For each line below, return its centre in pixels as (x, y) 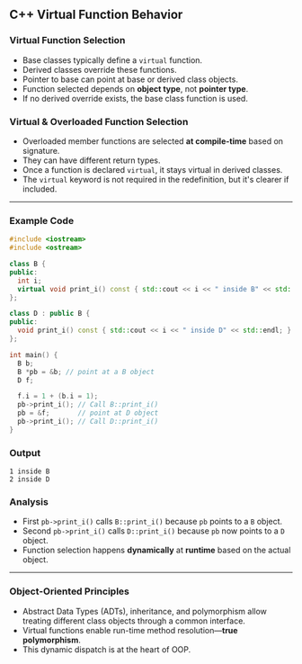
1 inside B (30, 471)
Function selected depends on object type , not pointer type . (135, 88)
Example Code (42, 220)
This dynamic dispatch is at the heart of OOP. (107, 649)
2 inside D (30, 480)
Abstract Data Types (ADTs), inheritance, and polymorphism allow (145, 611)
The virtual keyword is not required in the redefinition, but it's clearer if (155, 179)
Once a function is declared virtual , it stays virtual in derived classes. (152, 169)
